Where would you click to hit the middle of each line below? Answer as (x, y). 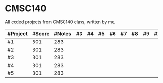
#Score (41, 33)
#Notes (63, 33)
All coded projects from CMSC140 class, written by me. (60, 22)
